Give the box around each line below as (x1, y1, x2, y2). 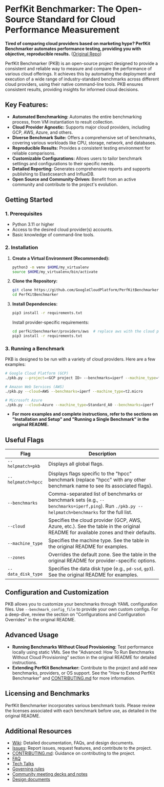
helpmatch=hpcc (7, 480, 43, 485)
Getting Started (5, 196, 53, 204)
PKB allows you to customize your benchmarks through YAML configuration (5, 601, 158, 607)
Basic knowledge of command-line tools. (12, 232, 95, 238)
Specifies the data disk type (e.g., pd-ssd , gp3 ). (48, 565, 155, 572)
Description (88, 450, 117, 457)
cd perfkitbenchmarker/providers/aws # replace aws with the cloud (12, 329, 155, 334)
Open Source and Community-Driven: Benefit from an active (12, 176, 136, 182)
